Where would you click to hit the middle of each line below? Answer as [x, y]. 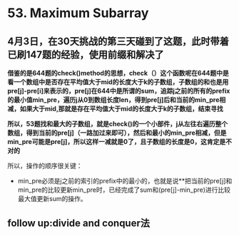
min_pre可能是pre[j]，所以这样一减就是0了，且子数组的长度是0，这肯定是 [117, 142]
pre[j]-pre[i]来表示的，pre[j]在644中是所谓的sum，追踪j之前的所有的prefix [119, 91]
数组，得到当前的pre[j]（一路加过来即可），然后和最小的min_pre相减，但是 [117, 133]
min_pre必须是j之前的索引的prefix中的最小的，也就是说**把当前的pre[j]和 [125, 181]
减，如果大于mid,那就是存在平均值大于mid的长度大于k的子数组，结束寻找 [115, 109]
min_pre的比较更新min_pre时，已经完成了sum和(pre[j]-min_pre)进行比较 [124, 190]
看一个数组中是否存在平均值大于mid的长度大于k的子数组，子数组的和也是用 [118, 82]
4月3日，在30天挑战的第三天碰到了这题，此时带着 [118, 41]
